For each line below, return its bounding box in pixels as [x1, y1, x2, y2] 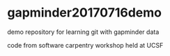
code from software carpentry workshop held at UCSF [7, 41, 164, 49]
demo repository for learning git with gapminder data [7, 28, 160, 36]
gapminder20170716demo [7, 5, 162, 21]
